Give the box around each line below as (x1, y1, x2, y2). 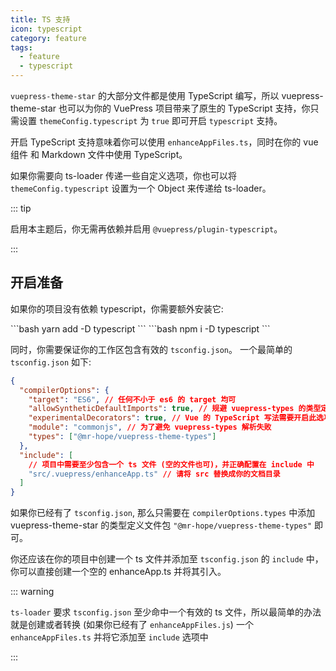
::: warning (10, 586, 55, 598)
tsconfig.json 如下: (10, 356, 92, 368)
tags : (10, 42, 33, 53)
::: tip (10, 202, 32, 214)
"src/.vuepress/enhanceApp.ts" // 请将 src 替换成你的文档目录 (28, 469, 281, 479)
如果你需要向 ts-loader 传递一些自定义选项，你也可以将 (10, 170, 237, 181)
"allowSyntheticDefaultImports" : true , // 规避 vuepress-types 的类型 (28, 404, 322, 414)
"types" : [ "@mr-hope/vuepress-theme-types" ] (28, 432, 217, 442)
